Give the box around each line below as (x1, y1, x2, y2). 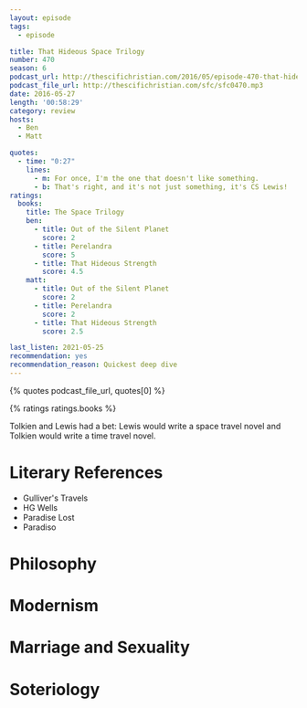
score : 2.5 (42, 326, 84, 336)
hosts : (9, 115, 35, 124)
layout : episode (9, 13, 71, 23)
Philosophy (9, 554, 98, 574)
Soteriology (9, 679, 101, 700)
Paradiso (22, 522, 57, 533)
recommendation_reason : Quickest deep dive (9, 360, 178, 370)
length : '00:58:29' (9, 98, 84, 107)
